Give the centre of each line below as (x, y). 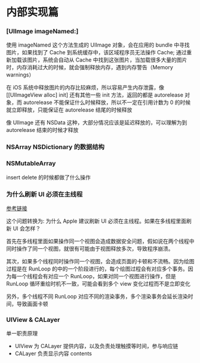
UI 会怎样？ (27, 228)
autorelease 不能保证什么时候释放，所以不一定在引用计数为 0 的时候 (107, 103)
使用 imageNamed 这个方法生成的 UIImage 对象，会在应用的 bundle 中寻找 (98, 45)
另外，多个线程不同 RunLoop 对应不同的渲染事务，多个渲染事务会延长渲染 (97, 296)
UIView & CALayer (33, 319)
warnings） (20, 75)
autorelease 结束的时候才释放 (42, 130)
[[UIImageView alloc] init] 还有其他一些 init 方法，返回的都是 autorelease (95, 95)
